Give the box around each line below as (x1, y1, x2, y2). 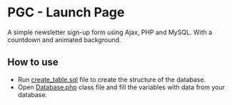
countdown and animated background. (7, 35, 121, 44)
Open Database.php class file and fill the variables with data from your (17, 83, 226, 91)
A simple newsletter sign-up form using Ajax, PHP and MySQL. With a (7, 28, 213, 36)
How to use (7, 56, 59, 69)
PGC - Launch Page (7, 4, 125, 21)
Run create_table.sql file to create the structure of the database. (17, 75, 206, 84)
